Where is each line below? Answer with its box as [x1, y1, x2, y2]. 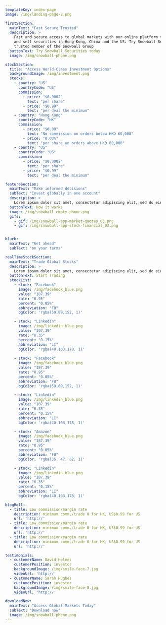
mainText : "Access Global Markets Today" [9, 603, 96, 608]
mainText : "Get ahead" [9, 241, 56, 246]
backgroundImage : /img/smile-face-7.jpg [14, 566, 98, 572]
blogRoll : [5, 502, 26, 507]
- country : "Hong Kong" [14, 113, 63, 118]
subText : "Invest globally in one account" [9, 191, 100, 196]
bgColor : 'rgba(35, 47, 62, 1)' [18, 457, 85, 462]
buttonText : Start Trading [9, 273, 65, 278]
